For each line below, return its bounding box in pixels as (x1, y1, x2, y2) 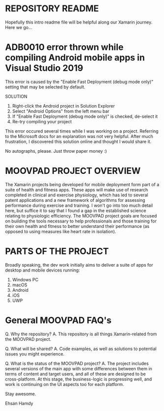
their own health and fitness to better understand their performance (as (5, 223, 150, 229)
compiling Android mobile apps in (5, 52, 145, 63)
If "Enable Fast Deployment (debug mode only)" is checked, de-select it (12, 113, 158, 119)
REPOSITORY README (5, 3, 99, 14)
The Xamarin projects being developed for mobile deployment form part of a (5, 181, 160, 187)
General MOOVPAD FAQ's (5, 315, 112, 326)
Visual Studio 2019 (5, 62, 83, 74)
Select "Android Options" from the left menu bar (12, 108, 109, 114)
